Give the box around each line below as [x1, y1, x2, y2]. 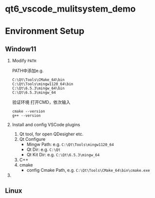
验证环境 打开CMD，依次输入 [12, 99, 70, 105]
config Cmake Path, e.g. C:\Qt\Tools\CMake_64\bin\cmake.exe [26, 167, 150, 173]
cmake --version [12, 109, 45, 114]
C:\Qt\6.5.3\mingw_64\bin [12, 86, 65, 91]
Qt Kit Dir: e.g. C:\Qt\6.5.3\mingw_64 [26, 152, 100, 158]
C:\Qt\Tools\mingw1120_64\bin [12, 82, 74, 87]
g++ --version [12, 113, 41, 118]
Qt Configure [19, 136, 46, 142]
